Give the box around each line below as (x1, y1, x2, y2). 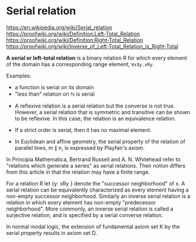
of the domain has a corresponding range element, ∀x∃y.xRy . (6, 61, 155, 68)
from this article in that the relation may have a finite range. (6, 168, 150, 175)
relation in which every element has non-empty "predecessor (6, 199, 156, 206)
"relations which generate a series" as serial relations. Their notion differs (6, 162, 185, 169)
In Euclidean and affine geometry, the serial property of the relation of (14, 138, 185, 145)
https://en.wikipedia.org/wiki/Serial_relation (6, 24, 113, 31)
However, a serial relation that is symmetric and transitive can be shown (14, 108, 191, 115)
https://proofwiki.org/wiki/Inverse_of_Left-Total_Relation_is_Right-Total (6, 43, 179, 50)
